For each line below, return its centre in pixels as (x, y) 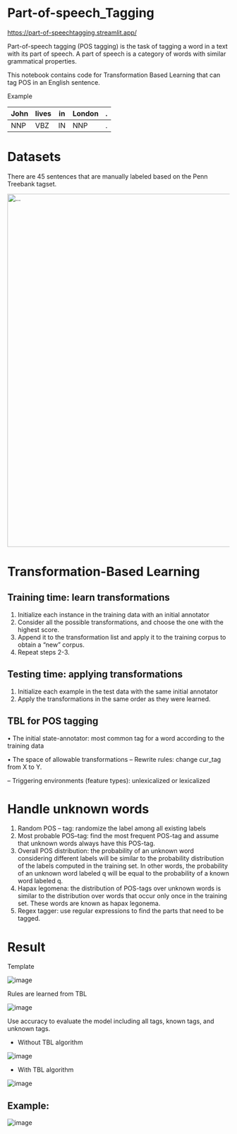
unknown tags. (29, 1029)
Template (21, 967)
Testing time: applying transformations (95, 675)
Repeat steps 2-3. (44, 652)
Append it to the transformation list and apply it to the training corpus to (122, 637)
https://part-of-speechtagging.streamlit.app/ (72, 32)
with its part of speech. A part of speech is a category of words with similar (117, 54)
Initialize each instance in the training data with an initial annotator (114, 614)
